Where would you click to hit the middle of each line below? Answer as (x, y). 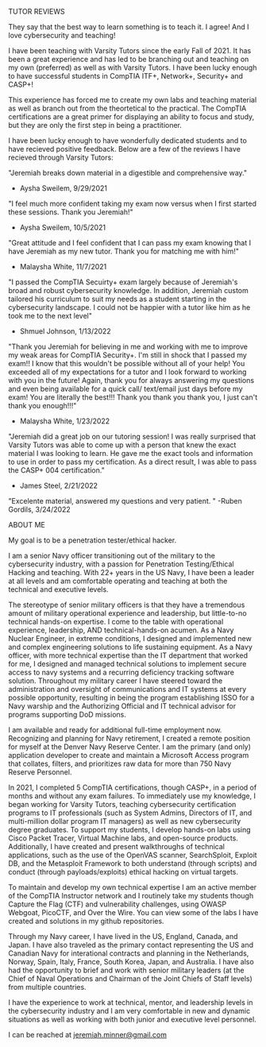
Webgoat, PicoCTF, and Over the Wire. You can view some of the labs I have (133, 912)
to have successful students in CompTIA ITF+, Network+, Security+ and (126, 76)
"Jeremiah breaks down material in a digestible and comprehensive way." (128, 173)
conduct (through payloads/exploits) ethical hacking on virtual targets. (123, 872)
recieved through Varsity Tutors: (61, 157)
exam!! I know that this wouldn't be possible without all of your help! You (127, 363)
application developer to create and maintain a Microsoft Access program (129, 755)
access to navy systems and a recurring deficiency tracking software (121, 672)
